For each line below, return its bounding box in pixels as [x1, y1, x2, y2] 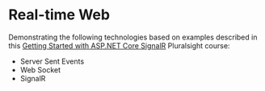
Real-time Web [8, 6, 111, 24]
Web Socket [19, 64, 61, 74]
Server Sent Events [19, 56, 85, 66]
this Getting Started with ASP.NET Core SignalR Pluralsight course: [8, 40, 230, 50]
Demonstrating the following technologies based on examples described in [8, 32, 258, 42]
